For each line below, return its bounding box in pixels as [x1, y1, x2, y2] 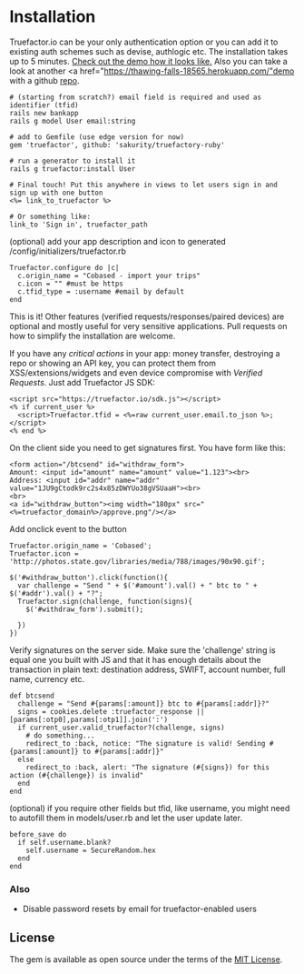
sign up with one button [9, 188, 103, 197]
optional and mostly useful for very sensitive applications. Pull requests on [9, 320, 288, 331]
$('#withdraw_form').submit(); [25, 605, 144, 614]
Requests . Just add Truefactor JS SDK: [9, 377, 156, 387]
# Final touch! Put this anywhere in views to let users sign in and [9, 180, 279, 189]
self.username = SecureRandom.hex [25, 846, 156, 855]
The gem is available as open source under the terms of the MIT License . [9, 954, 283, 965]
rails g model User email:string [9, 116, 136, 126]
